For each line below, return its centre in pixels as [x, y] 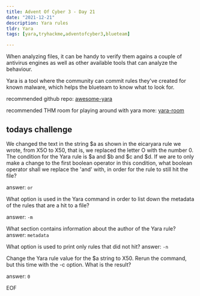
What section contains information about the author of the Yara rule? [91, 228]
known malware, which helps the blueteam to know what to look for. [90, 87]
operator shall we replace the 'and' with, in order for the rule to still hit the [97, 169]
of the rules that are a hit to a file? [48, 205]
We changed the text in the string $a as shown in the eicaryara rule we [94, 143]
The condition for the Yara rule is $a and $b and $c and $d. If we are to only [100, 156]
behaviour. [20, 69]
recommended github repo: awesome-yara [59, 99]
